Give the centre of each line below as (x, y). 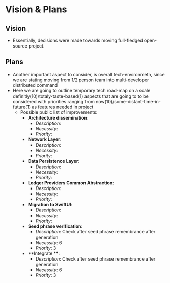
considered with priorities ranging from (54, 101)
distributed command (35, 85)
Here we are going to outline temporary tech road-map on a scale (81, 90)
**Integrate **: (44, 253)
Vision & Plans (36, 9)
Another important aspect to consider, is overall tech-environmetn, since (89, 74)
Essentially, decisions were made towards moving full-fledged (78, 40)
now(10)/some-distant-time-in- (129, 101)
